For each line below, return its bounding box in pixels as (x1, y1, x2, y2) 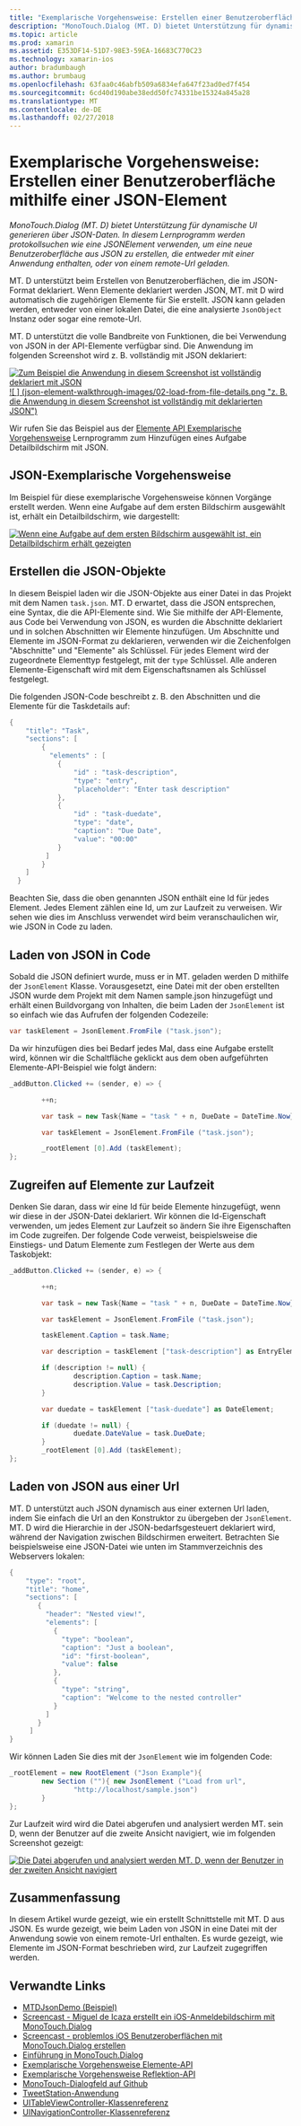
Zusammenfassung (9, 1890, 121, 1905)
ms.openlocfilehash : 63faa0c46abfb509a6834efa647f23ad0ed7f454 (9, 80, 251, 89)
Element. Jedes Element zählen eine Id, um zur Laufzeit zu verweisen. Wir (9, 902, 283, 913)
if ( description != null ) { (41, 1364, 146, 1373)
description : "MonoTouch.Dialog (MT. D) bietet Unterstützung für (9, 22, 262, 31)
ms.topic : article (9, 30, 78, 39)
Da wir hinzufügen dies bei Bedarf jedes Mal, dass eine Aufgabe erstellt (9, 1042, 274, 1053)
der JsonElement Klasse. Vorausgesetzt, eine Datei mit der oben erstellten (9, 980, 280, 991)
